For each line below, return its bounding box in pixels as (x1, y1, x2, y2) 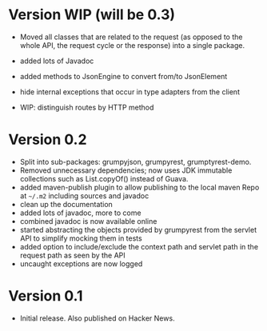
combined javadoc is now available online (19, 216, 157, 225)
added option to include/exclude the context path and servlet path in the (19, 241, 258, 251)
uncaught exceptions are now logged (19, 258, 143, 269)
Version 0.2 (8, 130, 87, 149)
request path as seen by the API (19, 250, 126, 260)
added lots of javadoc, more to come (19, 208, 141, 217)
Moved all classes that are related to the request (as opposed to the (19, 32, 243, 42)
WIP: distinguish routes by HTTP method (19, 102, 154, 112)
